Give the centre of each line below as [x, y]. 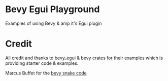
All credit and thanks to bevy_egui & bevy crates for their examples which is [84, 58]
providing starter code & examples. [42, 63]
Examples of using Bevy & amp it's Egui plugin [54, 23]
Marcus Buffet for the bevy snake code [46, 73]
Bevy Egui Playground [53, 9]
